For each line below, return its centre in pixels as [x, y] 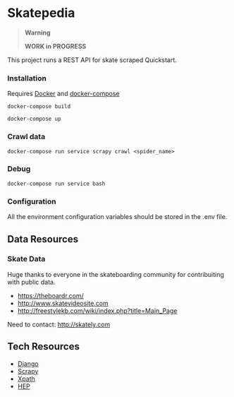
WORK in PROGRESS [55, 46]
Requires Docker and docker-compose [63, 94]
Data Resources [43, 239]
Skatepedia [41, 13]
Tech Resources [43, 346]
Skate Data [26, 259]
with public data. [31, 282]
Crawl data [26, 137]
